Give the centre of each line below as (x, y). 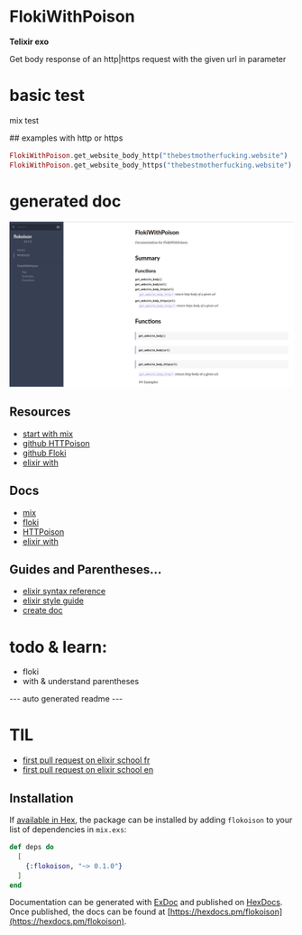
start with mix (48, 434)
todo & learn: (59, 647)
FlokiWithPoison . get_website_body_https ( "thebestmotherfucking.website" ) (151, 165)
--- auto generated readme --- (66, 699)
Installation (41, 798)
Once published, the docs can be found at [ (90, 912)
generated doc (65, 201)
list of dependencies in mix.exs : (68, 830)
